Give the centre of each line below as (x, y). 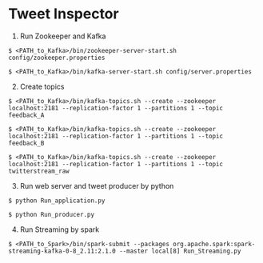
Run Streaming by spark (60, 229)
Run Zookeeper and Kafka (63, 36)
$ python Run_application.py (57, 201)
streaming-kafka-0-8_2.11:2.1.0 (62, 251)
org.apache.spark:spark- (214, 244)
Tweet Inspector (64, 14)
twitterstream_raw (39, 171)
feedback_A (26, 115)
